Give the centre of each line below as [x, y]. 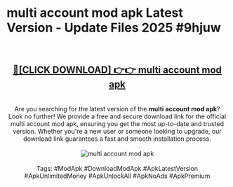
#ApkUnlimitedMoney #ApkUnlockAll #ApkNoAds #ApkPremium [117, 176]
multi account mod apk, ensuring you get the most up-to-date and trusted [117, 123]
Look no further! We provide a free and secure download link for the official [117, 116]
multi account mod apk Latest [95, 13]
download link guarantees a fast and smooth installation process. [117, 139]
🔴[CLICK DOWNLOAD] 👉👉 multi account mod [117, 70]
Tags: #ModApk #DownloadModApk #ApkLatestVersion [117, 168]
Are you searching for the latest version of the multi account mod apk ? [117, 109]
